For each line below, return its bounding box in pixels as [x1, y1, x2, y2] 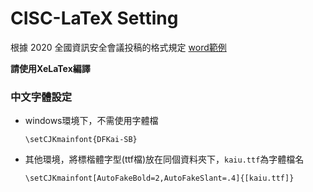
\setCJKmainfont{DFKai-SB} [24, 135, 138, 145]
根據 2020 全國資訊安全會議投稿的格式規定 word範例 [10, 41, 227, 53]
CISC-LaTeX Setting [10, 7, 179, 30]
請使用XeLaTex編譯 [10, 62, 91, 74]
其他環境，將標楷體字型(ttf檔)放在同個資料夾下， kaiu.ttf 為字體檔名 [24, 153, 305, 166]
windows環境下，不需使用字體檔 [24, 115, 159, 127]
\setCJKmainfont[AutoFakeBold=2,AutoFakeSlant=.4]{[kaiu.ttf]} [24, 173, 295, 184]
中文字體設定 [10, 90, 73, 104]
